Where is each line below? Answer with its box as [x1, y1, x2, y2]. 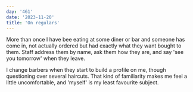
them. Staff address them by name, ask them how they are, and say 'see [6, 49, 184, 56]
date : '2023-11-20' [6, 14, 55, 20]
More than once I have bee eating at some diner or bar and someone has [6, 36, 185, 43]
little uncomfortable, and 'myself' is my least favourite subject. [6, 79, 159, 86]
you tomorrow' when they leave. [6, 55, 85, 62]
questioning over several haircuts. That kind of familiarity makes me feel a [6, 72, 188, 80]
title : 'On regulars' [6, 20, 60, 26]
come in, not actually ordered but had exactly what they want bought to [6, 42, 182, 49]
